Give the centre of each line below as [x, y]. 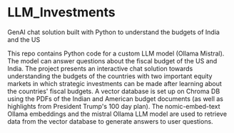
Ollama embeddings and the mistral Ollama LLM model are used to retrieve [117, 114]
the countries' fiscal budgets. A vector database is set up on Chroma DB [114, 91]
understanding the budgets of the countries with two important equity [110, 76]
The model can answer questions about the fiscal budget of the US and [112, 60]
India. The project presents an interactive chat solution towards [100, 68]
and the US [24, 39]
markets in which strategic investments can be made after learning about [115, 83]
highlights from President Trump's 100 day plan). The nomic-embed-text [114, 106]
